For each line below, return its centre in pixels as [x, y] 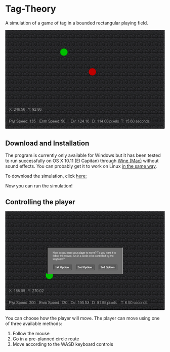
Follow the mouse [31, 334]
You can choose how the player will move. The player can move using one [82, 318]
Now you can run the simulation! [39, 186]
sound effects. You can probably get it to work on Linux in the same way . [81, 166]
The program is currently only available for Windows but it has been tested [83, 155]
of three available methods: [34, 324]
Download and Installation [47, 143]
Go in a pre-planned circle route [46, 339]
